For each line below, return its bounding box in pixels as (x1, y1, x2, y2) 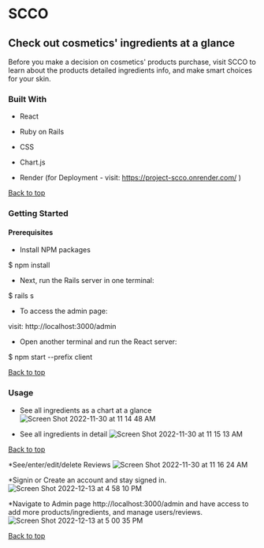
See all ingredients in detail (19, 429, 108, 439)
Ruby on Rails (19, 127, 65, 137)
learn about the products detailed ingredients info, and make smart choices (8, 66, 252, 75)
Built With (8, 93, 47, 104)
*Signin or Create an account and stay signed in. (8, 475, 167, 485)
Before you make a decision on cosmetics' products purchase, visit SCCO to (8, 57, 256, 66)
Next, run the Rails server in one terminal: (19, 276, 154, 285)
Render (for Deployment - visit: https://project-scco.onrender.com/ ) (19, 173, 242, 183)
